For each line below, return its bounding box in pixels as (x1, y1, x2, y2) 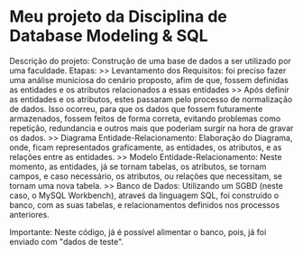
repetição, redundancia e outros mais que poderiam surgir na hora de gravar (9, 122, 294, 133)
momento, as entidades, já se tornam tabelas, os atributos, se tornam (9, 161, 267, 172)
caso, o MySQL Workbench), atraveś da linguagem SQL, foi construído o (9, 190, 280, 201)
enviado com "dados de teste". (9, 236, 124, 247)
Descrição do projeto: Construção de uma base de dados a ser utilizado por (9, 55, 291, 66)
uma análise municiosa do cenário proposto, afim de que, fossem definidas (9, 74, 289, 85)
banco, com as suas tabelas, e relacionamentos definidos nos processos (9, 199, 280, 210)
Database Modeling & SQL (9, 25, 209, 46)
